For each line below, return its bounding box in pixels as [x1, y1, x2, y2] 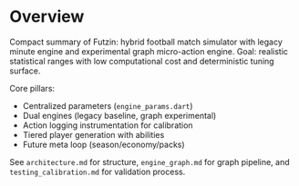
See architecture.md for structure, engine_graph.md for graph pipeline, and [9, 156, 290, 167]
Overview [9, 6, 85, 27]
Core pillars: [9, 83, 56, 93]
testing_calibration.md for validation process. [9, 166, 186, 177]
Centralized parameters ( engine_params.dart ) [22, 100, 193, 111]
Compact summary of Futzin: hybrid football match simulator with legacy [9, 36, 283, 47]
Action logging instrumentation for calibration [22, 120, 193, 131]
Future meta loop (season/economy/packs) [22, 139, 185, 150]
